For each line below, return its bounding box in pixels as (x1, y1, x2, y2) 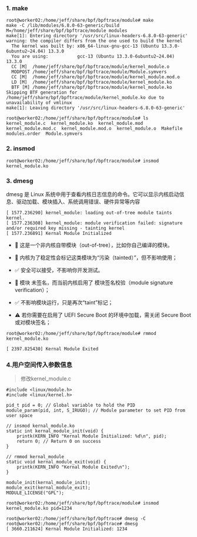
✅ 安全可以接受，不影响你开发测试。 (14, 266, 103, 273)
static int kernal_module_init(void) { (6, 428, 104, 434)
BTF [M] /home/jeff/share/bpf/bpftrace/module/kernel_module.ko (11, 84, 172, 91)
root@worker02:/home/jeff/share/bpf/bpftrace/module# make (6, 18, 154, 24)
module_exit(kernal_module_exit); (6, 485, 91, 491)
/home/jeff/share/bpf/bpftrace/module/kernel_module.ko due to (6, 95, 165, 101)
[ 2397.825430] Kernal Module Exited (6, 346, 99, 352)
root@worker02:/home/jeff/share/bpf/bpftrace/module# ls (6, 115, 149, 121)
